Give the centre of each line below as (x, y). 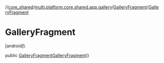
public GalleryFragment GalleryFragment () (47, 55)
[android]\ (15, 46)
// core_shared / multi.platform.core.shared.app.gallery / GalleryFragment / (77, 7)
